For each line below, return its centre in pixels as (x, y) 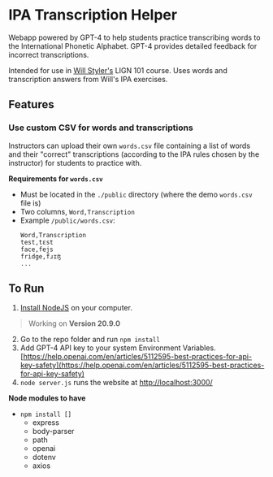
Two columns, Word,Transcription (78, 211)
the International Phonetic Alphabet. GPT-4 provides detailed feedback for (133, 46)
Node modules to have (47, 398)
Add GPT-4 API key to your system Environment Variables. (118, 348)
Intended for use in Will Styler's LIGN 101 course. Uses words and (118, 70)
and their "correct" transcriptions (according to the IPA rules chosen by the (134, 154)
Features (31, 104)
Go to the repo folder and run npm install (90, 340)
